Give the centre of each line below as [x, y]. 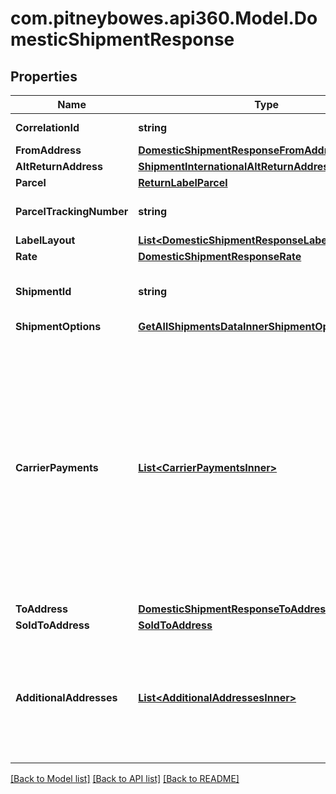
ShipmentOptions [58, 326]
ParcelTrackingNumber [72, 211]
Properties [44, 76]
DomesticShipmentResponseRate [220, 256]
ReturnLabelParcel [183, 182]
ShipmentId [43, 291]
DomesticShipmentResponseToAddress [235, 609]
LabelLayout [45, 240]
